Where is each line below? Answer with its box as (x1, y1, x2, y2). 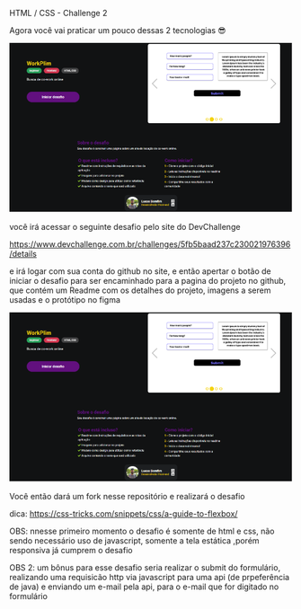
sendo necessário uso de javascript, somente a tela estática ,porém (9, 534, 260, 546)
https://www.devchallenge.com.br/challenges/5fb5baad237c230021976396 (9, 238, 291, 250)
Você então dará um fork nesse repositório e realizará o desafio (9, 490, 245, 501)
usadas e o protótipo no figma (9, 294, 121, 304)
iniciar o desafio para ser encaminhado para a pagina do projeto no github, (9, 275, 287, 286)
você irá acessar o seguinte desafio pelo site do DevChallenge (9, 221, 241, 232)
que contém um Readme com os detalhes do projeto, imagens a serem (9, 285, 271, 296)
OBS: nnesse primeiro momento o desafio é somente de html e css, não (9, 525, 275, 536)
